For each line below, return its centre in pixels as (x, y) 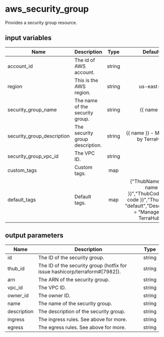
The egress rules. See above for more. (82, 327)
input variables (29, 38)
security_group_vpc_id (33, 156)
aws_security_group (47, 9)
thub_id (16, 268)
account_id (20, 66)
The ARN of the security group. (74, 279)
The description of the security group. (82, 311)
